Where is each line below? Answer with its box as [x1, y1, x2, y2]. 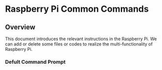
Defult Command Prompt [5, 58, 66, 65]
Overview [5, 23, 36, 31]
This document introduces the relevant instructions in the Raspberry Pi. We [5, 36, 157, 42]
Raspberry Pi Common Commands [5, 3, 149, 15]
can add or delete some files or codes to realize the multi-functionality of [5, 41, 153, 47]
